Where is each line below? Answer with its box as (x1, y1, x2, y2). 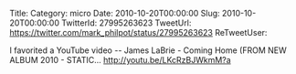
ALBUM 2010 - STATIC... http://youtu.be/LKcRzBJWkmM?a (9, 55, 231, 65)
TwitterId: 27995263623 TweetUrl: (60, 17, 192, 28)
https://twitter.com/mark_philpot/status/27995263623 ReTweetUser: (9, 27, 268, 37)
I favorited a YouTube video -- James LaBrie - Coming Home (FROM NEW (9, 45, 287, 56)
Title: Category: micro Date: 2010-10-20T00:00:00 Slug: (9, 8, 221, 18)
